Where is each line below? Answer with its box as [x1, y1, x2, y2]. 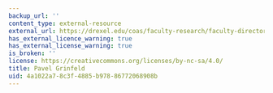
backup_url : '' [8, 11, 60, 20]
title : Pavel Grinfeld [8, 65, 85, 73]
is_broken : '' [8, 49, 57, 57]
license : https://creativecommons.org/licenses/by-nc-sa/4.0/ [8, 57, 223, 66]
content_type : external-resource [8, 19, 122, 27]
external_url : [8, 27, 57, 35]
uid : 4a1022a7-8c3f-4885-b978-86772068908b [8, 72, 158, 80]
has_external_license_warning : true [8, 42, 132, 50]
